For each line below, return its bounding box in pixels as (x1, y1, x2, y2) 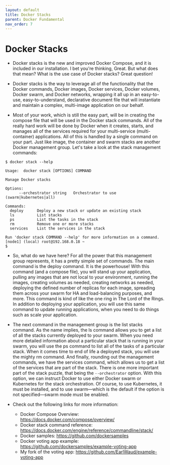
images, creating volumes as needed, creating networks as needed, (12, 280, 154, 286)
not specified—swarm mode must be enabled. (12, 392, 109, 398)
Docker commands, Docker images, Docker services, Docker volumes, (12, 86, 160, 92)
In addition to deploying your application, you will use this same (12, 301, 145, 307)
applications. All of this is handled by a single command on (35, 134, 158, 140)
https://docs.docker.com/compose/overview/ (20, 416, 115, 423)
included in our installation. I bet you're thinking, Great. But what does (12, 65, 158, 71)
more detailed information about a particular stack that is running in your (12, 338, 164, 344)
